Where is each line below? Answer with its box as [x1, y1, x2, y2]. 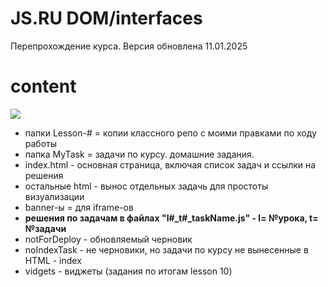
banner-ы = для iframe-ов [24, 201, 134, 213]
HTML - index [24, 254, 82, 266]
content [10, 75, 77, 98]
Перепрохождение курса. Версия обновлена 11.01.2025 [10, 40, 248, 52]
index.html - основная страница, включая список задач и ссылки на [24, 158, 317, 171]
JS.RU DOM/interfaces [10, 7, 203, 30]
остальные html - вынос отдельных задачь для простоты [24, 180, 269, 192]
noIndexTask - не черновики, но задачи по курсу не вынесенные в [24, 243, 309, 256]
